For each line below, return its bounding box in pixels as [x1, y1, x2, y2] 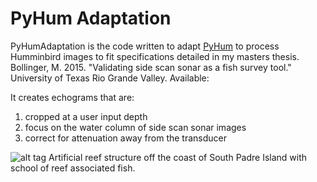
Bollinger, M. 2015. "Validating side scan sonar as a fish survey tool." [10, 61, 292, 73]
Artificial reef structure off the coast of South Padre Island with [48, 151, 308, 163]
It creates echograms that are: [10, 91, 135, 103]
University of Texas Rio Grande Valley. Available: [10, 72, 210, 84]
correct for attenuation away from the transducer [24, 132, 228, 144]
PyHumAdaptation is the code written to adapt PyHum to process [10, 40, 280, 52]
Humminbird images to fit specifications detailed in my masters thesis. [10, 50, 300, 62]
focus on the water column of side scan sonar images [24, 121, 247, 133]
